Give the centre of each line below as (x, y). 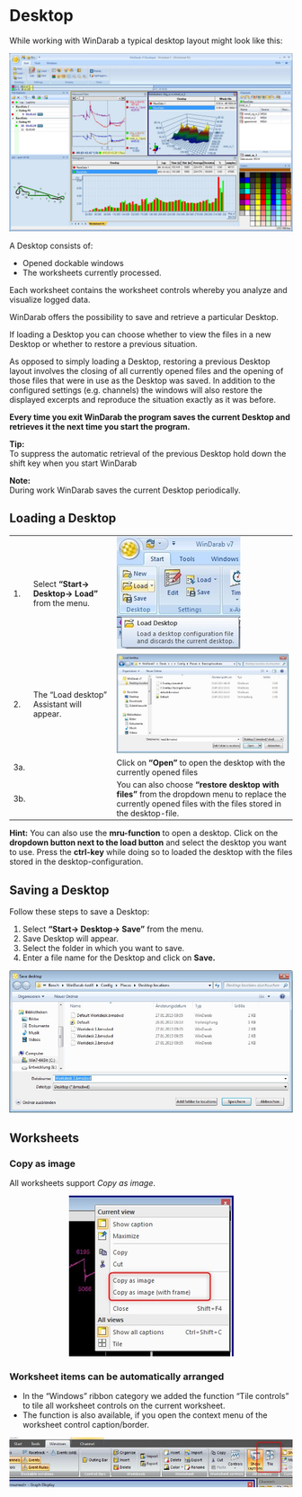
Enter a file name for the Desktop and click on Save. (119, 958)
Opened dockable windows (73, 263)
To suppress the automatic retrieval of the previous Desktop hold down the (148, 453)
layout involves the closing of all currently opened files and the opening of (147, 370)
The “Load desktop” (70, 695)
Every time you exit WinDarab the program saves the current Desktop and (150, 417)
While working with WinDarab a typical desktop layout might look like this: (146, 40)
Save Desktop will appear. (70, 939)
